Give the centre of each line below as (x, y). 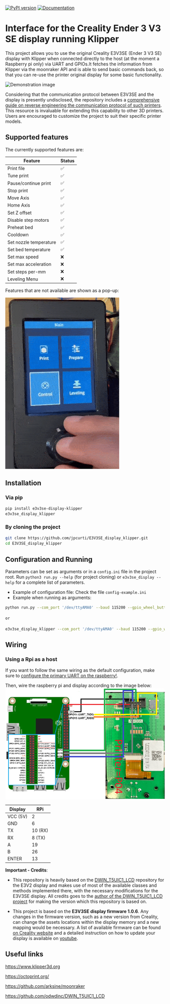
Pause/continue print (29, 183)
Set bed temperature (29, 249)
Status (68, 161)
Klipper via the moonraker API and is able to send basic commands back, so (84, 69)
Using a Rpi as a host (31, 659)
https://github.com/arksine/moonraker (45, 986)
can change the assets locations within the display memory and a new (86, 922)
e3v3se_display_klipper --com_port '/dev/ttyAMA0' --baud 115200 (75, 629)
